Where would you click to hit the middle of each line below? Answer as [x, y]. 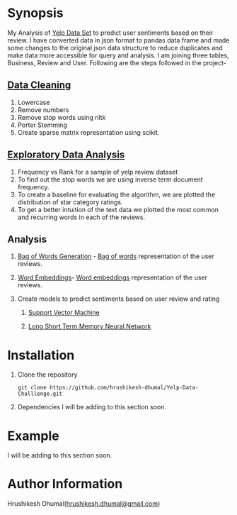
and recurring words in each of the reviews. [81, 217]
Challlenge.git [40, 394]
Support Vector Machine [64, 313]
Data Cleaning [39, 85]
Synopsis [35, 13]
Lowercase [34, 102]
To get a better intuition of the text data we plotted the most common [118, 209]
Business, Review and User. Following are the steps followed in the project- [117, 62]
